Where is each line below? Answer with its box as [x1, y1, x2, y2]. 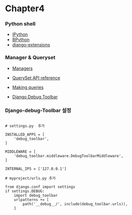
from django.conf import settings [5, 185, 76, 190]
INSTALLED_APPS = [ [5, 132, 45, 137]
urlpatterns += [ [14, 197, 49, 202]
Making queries [12, 84, 44, 90]
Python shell [5, 21, 36, 27]
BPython [12, 37, 30, 43]
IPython [12, 31, 28, 37]
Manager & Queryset [5, 54, 56, 61]
